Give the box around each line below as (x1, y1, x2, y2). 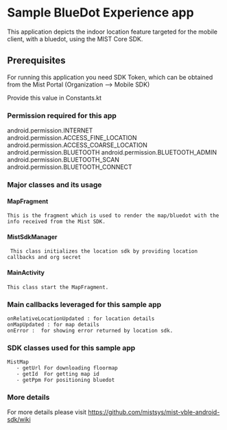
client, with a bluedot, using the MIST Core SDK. (7, 34, 143, 43)
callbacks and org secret (7, 254, 81, 261)
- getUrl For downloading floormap (16, 365, 118, 372)
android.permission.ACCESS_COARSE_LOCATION (7, 141, 147, 149)
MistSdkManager (7, 232, 58, 241)
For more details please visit (7, 408, 87, 416)
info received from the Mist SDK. (7, 218, 106, 225)
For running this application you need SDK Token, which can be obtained (7, 73, 213, 81)
